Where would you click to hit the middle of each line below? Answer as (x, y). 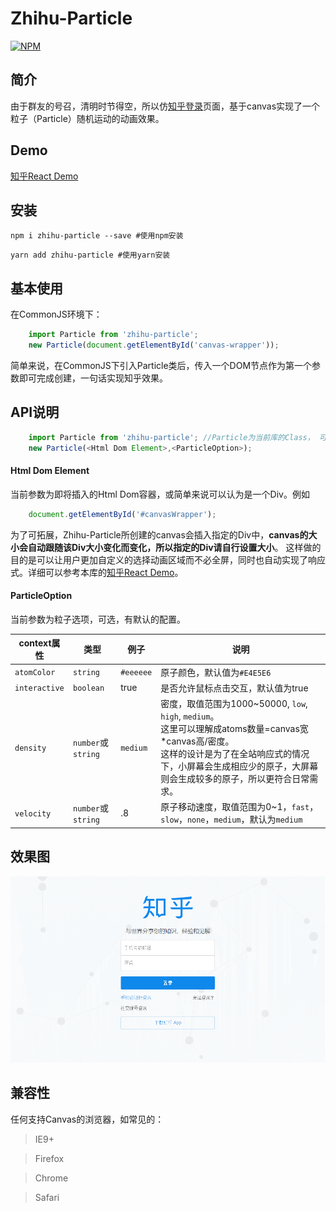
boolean (89, 688)
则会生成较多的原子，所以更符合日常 (235, 779)
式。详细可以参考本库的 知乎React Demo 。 (97, 572)
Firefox (49, 1158)
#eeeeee (136, 673)
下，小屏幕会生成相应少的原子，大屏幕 (239, 766)
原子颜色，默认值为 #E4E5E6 (216, 672)
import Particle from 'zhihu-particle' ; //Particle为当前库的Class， (171, 437)
